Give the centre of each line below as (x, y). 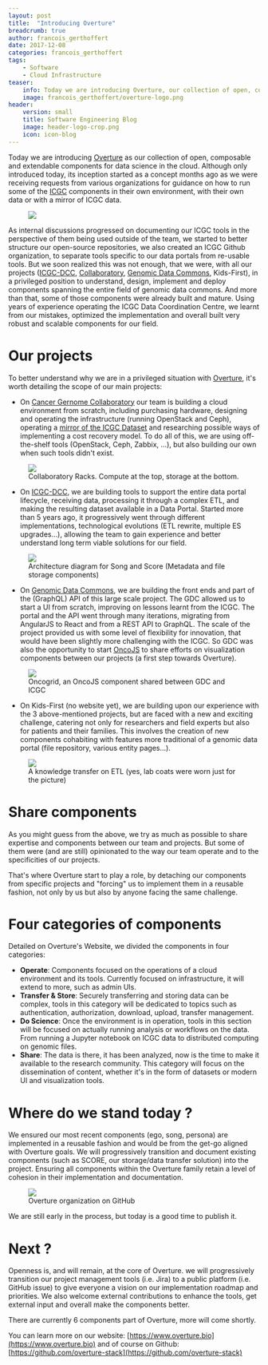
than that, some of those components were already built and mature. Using (132, 298)
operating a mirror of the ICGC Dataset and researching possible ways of (140, 427)
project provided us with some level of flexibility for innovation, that (130, 633)
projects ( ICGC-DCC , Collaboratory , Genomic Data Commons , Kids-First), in (133, 272)
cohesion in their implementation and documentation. (96, 1177)
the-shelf (35, 444)
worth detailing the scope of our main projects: (85, 386)
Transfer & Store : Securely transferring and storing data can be (124, 996)
